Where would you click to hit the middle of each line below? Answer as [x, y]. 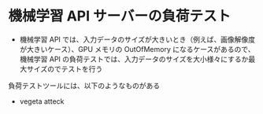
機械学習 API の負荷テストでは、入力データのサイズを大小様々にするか [134, 59]
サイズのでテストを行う [65, 68]
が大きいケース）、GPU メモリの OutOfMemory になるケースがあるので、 [137, 49]
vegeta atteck [42, 101]
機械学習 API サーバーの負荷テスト [119, 16]
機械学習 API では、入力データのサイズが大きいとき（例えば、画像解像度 [137, 39]
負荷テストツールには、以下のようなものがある [84, 85]
